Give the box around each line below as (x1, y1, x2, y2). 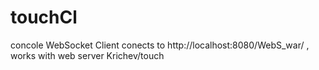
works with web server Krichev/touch (10, 49, 165, 61)
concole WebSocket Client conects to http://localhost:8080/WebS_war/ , (10, 39, 310, 51)
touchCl (10, 6, 78, 29)
